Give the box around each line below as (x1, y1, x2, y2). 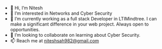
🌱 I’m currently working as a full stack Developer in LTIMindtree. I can (10, 16, 157, 21)
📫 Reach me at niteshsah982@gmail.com (10, 38, 99, 43)
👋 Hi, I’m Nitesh (10, 5, 43, 11)
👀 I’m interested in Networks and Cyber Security (10, 10, 113, 16)
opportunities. (10, 27, 40, 33)
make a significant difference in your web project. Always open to (10, 21, 149, 27)
